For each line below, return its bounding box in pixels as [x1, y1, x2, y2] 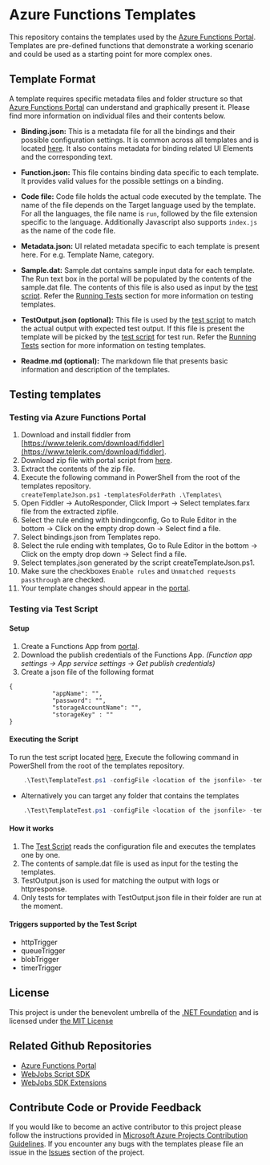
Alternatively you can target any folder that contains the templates [20, 790, 240, 800]
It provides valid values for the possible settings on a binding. [20, 176, 224, 185]
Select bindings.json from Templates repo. [20, 532, 161, 542]
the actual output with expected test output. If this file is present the [20, 323, 245, 333]
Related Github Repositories [9, 1039, 152, 1053]
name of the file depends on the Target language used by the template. [20, 200, 256, 209]
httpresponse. [20, 884, 67, 894]
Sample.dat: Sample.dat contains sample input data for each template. [20, 265, 256, 274]
